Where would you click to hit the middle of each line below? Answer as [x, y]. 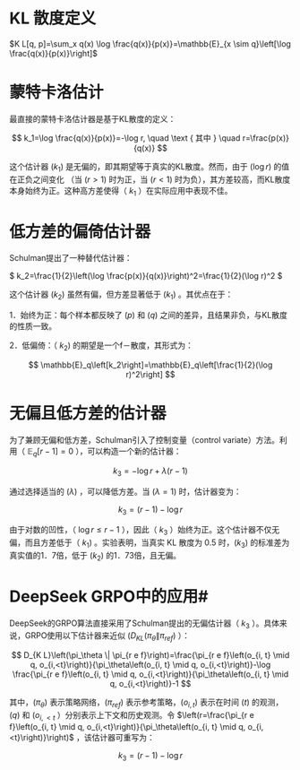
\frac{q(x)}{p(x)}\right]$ [54, 53]
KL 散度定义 [53, 18]
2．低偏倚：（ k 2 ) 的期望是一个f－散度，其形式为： [102, 346]
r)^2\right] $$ [150, 374]
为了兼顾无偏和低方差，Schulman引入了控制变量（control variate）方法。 [145, 439]
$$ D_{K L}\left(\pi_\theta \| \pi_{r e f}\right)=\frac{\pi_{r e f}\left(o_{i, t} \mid [150, 655]
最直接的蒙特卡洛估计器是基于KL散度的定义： [93, 118]
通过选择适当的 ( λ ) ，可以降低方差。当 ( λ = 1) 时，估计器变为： [125, 491]
